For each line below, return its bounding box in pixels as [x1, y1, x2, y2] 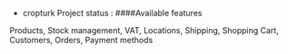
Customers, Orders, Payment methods [9, 35, 154, 45]
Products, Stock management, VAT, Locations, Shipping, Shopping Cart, [9, 25, 279, 35]
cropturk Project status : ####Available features [22, 8, 203, 18]
